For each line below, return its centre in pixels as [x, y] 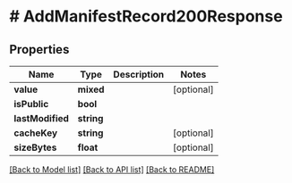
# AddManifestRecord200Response [146, 17]
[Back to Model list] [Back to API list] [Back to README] [112, 170]
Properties [39, 50]
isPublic [31, 104]
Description [139, 75]
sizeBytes [35, 147]
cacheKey [36, 133]
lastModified [42, 118]
